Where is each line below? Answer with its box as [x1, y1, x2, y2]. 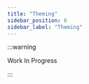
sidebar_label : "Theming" [7, 23, 83, 30]
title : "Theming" [7, 10, 58, 18]
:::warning [7, 43, 36, 52]
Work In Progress [7, 56, 57, 65]
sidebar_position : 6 [7, 17, 68, 24]
